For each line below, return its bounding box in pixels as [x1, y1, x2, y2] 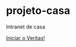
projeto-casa [6, 4, 70, 17]
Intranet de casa [6, 23, 46, 30]
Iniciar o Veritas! [6, 34, 46, 41]
